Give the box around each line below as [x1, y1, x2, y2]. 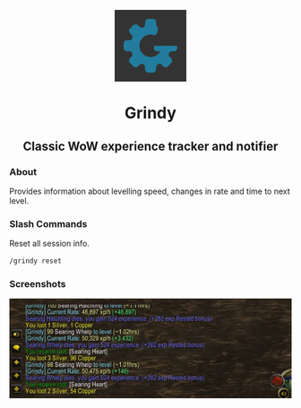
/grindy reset [9, 256, 63, 265]
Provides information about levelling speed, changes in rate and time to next [9, 186, 291, 196]
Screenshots [9, 277, 66, 290]
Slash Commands [9, 217, 88, 230]
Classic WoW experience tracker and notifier [22, 138, 279, 153]
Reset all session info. [9, 239, 90, 249]
